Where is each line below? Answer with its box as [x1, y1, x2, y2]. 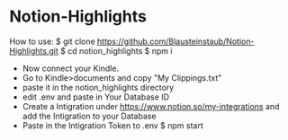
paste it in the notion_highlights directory [22, 82, 175, 92]
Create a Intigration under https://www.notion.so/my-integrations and [22, 101, 280, 111]
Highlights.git [9, 45, 58, 56]
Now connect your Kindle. [22, 63, 120, 74]
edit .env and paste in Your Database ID [22, 92, 169, 102]
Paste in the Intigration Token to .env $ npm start [22, 119, 204, 131]
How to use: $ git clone [9, 36, 96, 47]
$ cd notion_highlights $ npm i [59, 45, 173, 56]
